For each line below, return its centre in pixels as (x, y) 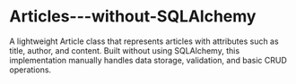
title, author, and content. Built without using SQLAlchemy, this (125, 50)
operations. (30, 70)
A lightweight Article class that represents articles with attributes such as (144, 41)
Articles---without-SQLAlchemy (133, 17)
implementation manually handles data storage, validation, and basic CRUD (148, 60)
